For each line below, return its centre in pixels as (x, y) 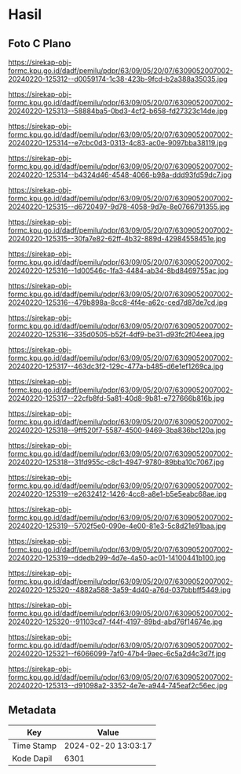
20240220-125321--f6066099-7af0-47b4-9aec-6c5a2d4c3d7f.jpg (117, 653)
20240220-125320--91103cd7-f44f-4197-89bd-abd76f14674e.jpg (115, 622)
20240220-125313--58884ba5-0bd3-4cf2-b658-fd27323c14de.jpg (118, 111)
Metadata (32, 710)
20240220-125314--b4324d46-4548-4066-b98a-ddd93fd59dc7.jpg (120, 175)
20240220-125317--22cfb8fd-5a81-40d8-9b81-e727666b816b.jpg (117, 398)
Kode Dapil (32, 758)
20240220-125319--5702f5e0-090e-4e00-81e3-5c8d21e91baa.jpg (117, 526)
